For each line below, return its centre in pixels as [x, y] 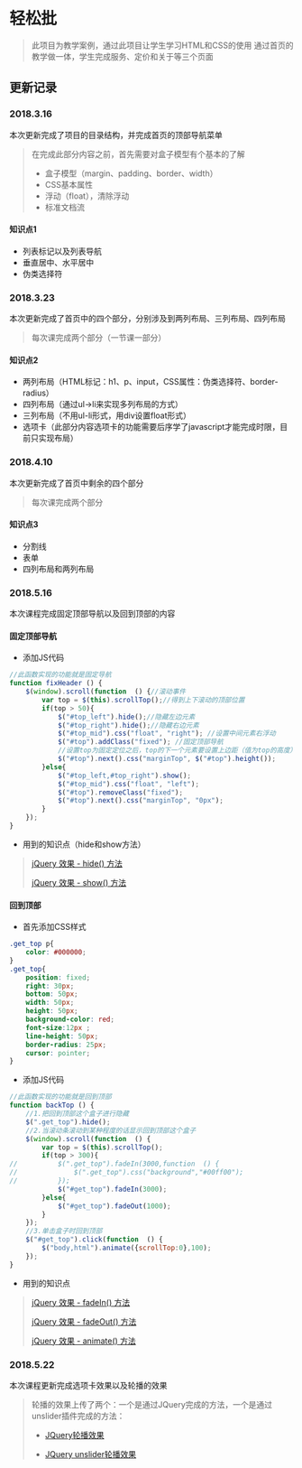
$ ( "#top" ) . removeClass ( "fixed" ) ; [120, 792]
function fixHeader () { [56, 683]
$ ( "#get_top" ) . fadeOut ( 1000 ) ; [114, 1206]
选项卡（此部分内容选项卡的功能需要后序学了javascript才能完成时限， [151, 427]
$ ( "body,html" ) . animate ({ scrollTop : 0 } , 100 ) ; [127, 1248]
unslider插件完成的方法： [78, 1416]
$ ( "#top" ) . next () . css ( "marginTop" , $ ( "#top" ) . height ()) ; [167, 759]
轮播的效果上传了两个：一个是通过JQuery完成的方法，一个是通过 [152, 1404]
